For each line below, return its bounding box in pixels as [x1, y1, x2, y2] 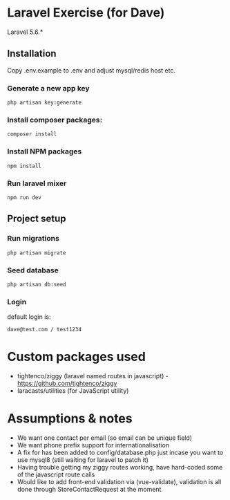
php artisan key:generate [7, 99, 82, 107]
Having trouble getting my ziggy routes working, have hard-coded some [17, 463, 223, 472]
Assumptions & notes [7, 411, 133, 427]
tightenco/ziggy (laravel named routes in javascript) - [17, 372, 169, 380]
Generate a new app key [7, 83, 90, 93]
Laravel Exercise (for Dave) [7, 5, 165, 21]
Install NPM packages [7, 147, 82, 156]
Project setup [7, 213, 67, 225]
